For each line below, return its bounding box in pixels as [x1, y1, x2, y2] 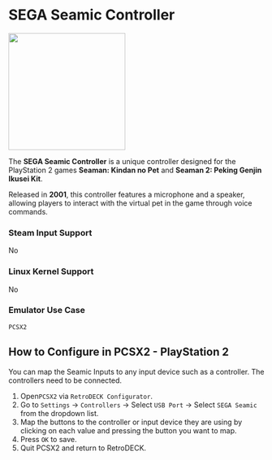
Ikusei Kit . [8, 173, 43, 184]
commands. [8, 206, 49, 216]
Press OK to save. [19, 434, 77, 444]
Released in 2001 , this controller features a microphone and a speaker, [8, 189, 245, 199]
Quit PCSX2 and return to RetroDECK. [19, 443, 147, 453]
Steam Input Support [8, 227, 93, 238]
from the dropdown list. [19, 408, 99, 418]
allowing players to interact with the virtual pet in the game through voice [8, 197, 253, 208]
